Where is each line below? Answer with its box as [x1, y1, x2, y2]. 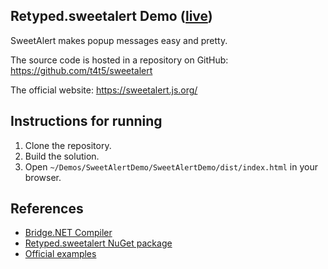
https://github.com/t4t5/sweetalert [10, 64, 153, 76]
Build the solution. [24, 150, 100, 162]
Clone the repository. [24, 139, 112, 151]
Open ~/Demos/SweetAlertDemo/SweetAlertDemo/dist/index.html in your [24, 160, 318, 173]
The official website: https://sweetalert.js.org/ [10, 84, 198, 96]
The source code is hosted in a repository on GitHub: [10, 54, 229, 66]
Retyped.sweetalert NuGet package [24, 237, 173, 249]
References [10, 200, 84, 218]
